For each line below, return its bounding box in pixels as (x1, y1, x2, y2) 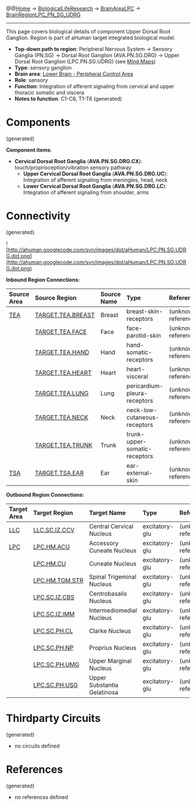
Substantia (89, 681, 118, 689)
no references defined (14, 793, 68, 800)
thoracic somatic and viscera (14, 89, 85, 96)
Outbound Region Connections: (6, 491, 85, 498)
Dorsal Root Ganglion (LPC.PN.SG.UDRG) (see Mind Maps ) (14, 58, 156, 65)
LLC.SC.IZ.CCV (33, 526, 75, 534)
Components (6, 116, 71, 129)
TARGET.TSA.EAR (34, 469, 84, 477)
